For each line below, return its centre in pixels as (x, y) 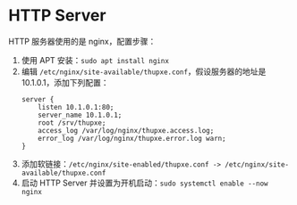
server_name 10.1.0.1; (80, 115)
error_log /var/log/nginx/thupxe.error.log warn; (132, 138)
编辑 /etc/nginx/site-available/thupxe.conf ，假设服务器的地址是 (144, 71)
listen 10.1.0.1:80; (76, 107)
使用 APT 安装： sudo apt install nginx (95, 60)
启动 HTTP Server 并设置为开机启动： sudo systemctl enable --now (144, 183)
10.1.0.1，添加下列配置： (65, 82)
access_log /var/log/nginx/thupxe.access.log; (126, 130)
